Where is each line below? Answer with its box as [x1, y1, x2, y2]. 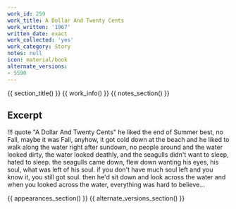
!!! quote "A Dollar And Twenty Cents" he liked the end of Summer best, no [7, 128, 224, 136]
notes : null [7, 50, 42, 57]
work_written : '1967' [7, 23, 71, 30]
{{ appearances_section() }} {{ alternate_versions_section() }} [7, 194, 185, 203]
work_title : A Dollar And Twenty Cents [7, 17, 125, 24]
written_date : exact [7, 30, 68, 37]
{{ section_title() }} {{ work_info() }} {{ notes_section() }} [7, 89, 170, 97]
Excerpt [7, 109, 43, 121]
